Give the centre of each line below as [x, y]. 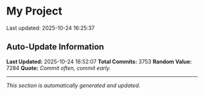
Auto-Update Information [55, 47]
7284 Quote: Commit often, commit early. [59, 68]
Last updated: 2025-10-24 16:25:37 [51, 28]
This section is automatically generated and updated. [73, 85]
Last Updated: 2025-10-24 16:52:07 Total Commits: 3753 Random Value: [99, 61]
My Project [34, 11]
